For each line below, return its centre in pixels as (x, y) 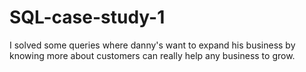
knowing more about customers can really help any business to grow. (152, 55)
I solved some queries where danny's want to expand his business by (152, 45)
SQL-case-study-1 (87, 17)
